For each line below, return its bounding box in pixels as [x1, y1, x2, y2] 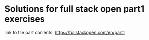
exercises [4, 13, 45, 25]
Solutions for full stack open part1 [4, 3, 145, 14]
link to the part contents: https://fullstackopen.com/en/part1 [4, 29, 125, 35]
